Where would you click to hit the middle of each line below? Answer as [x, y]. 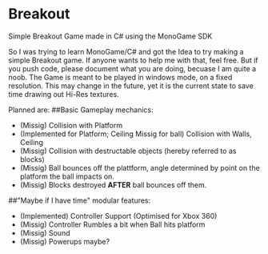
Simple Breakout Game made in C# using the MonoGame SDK [110, 36]
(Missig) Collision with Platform [71, 125]
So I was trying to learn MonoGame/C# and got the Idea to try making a [126, 51]
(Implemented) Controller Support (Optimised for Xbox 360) [118, 216]
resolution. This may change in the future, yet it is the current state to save [131, 86]
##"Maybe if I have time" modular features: [80, 200]
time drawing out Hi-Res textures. [64, 94]
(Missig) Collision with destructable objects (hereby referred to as [128, 151]
